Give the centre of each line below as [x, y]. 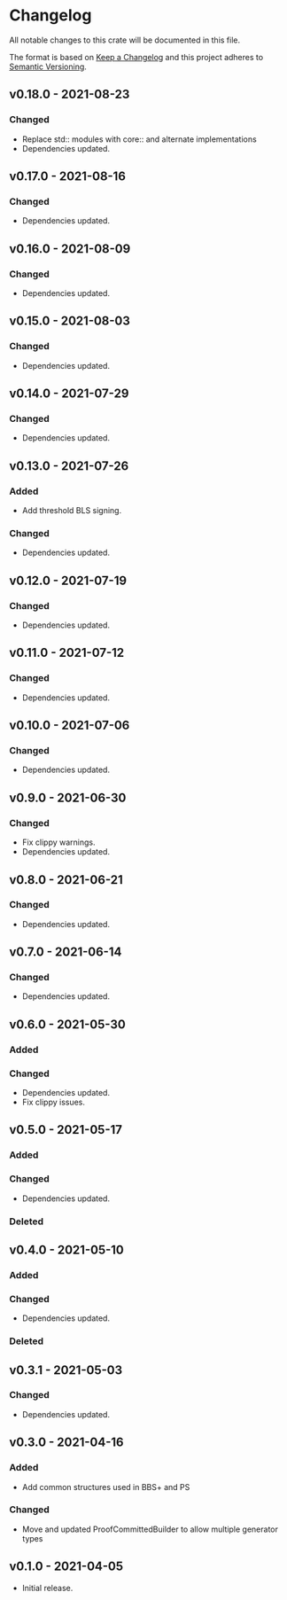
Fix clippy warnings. [58, 842]
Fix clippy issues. [54, 1102]
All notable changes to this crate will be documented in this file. [125, 40]
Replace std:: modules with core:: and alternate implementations [139, 139]
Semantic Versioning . [48, 66]
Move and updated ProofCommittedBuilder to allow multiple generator [150, 1529]
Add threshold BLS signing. [72, 511]
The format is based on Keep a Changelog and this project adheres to [136, 57]
